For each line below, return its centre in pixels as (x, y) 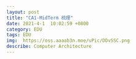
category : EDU (25, 29)
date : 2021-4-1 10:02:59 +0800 (47, 23)
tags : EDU (19, 35)
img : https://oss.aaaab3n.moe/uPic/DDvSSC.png (68, 41)
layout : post (23, 12)
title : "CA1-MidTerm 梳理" (40, 18)
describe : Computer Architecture (49, 47)
